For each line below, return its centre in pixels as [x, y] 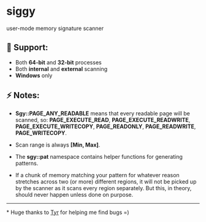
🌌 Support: [27, 48]
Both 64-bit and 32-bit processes [59, 62]
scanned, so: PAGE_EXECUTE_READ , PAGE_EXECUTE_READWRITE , [103, 120]
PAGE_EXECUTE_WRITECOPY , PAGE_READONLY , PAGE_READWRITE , [105, 126]
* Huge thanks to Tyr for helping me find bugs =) [68, 212]
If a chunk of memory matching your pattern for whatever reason [97, 175]
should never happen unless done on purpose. [74, 194]
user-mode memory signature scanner [55, 28]
